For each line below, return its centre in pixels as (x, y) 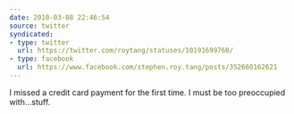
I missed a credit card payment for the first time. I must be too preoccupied (147, 92)
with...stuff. (30, 102)
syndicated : (31, 34)
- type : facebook (42, 59)
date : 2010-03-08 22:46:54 (59, 17)
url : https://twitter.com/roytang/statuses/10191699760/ (126, 51)
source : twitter (39, 26)
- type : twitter (39, 42)
